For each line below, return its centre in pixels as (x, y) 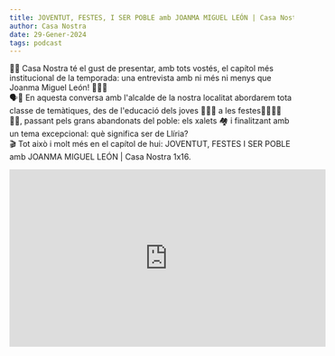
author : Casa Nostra (48, 26)
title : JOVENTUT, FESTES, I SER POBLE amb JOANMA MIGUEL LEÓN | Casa (143, 18)
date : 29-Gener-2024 (48, 34)
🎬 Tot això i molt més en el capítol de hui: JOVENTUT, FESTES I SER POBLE (150, 144)
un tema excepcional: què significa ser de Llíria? (99, 134)
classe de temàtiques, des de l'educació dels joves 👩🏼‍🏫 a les (123, 111)
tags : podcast (36, 43)
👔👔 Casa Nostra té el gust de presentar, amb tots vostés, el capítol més (141, 68)
